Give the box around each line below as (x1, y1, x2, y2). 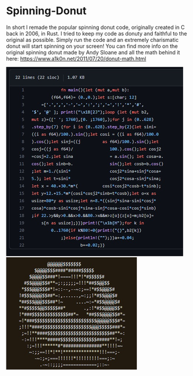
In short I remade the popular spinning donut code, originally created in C (6, 24, 185, 31)
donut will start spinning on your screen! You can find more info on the (6, 43, 178, 50)
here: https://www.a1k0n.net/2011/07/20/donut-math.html (6, 55, 146, 62)
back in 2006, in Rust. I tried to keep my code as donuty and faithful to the (6, 30, 188, 37)
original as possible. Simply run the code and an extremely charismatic (6, 36, 179, 43)
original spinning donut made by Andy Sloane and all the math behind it (6, 48, 181, 56)
